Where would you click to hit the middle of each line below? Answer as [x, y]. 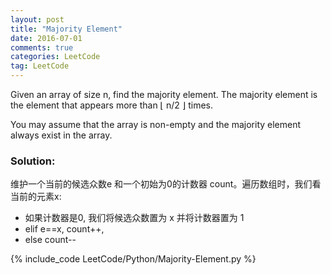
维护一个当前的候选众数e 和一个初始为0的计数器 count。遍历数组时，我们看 [166, 184]
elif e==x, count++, [64, 229]
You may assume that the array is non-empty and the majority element [156, 124]
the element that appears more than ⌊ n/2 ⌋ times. [112, 105]
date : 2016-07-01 [46, 38]
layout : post [37, 19]
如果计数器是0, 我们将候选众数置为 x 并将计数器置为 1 [134, 218]
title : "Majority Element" [66, 29]
